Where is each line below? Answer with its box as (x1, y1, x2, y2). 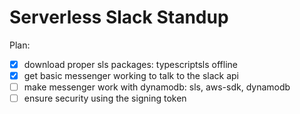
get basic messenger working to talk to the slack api (23, 70, 239, 81)
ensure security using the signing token (23, 92, 187, 105)
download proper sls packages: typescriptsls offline (23, 58, 238, 70)
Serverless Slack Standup (9, 6, 229, 29)
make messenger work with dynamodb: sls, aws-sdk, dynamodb (23, 81, 291, 93)
